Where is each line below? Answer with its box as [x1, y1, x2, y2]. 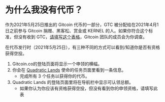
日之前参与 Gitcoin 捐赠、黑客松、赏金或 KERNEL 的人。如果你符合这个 [5, 27, 149, 33]
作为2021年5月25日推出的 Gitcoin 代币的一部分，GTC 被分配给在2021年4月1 [5, 22, 159, 27]
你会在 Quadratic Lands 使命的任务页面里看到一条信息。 [12, 67, 127, 73]
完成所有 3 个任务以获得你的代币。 [19, 73, 90, 79]
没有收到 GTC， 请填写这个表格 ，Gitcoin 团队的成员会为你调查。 [18, 34, 148, 40]
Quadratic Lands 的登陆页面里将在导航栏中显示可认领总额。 [12, 79, 134, 85]
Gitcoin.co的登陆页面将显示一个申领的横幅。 [12, 61, 102, 67]
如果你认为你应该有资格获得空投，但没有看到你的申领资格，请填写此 [19, 85, 158, 91]
